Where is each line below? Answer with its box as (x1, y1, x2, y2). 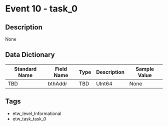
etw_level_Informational (12, 110, 61, 116)
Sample (135, 65, 154, 72)
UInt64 (95, 80, 112, 87)
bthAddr (47, 80, 67, 87)
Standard (14, 65, 37, 72)
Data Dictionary (5, 50, 55, 59)
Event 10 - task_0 (5, 3, 78, 14)
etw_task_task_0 (12, 115, 46, 121)
